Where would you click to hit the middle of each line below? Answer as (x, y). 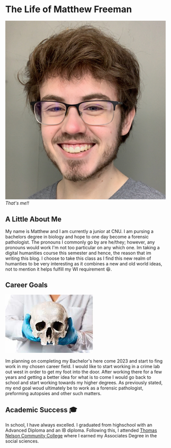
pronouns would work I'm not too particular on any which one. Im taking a (82, 247)
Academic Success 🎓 (41, 410)
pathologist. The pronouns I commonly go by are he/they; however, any (80, 242)
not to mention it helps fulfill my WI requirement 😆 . (59, 269)
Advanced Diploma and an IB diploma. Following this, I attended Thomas (81, 430)
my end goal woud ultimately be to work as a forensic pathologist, (74, 388)
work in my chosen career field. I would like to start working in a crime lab (83, 366)
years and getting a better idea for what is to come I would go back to (78, 377)
